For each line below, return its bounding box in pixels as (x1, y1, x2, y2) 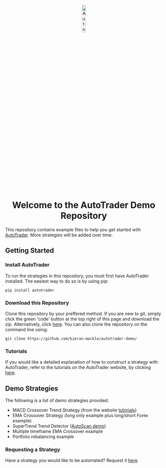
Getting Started (5, 246, 54, 255)
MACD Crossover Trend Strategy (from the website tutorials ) (12, 407, 137, 413)
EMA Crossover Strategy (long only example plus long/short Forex (12, 413, 149, 419)
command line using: (5, 326, 48, 332)
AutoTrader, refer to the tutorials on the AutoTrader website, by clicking (5, 365, 151, 371)
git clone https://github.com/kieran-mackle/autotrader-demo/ (5, 336, 137, 341)
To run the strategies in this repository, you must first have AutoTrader (5, 273, 149, 279)
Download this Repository (5, 299, 69, 306)
